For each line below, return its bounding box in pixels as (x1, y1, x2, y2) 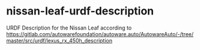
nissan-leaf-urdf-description (6, 4, 154, 18)
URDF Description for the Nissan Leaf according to (6, 24, 132, 31)
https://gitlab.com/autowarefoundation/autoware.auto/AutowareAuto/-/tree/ (6, 30, 194, 37)
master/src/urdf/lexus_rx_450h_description (6, 37, 113, 44)
